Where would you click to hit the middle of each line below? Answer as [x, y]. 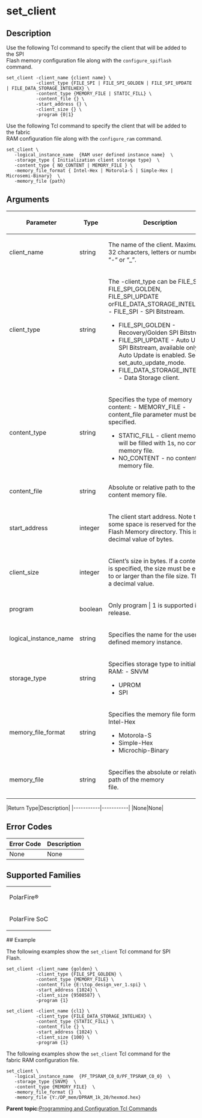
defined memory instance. [145, 642]
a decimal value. [131, 583]
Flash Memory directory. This [149, 531]
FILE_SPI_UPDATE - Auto [154, 340]
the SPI [15, 54]
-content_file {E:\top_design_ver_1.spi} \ [91, 985]
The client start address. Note [150, 516]
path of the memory [136, 780]
